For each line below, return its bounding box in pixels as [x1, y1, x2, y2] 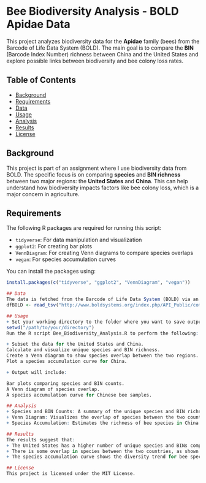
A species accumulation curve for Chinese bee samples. [6, 392, 152, 398]
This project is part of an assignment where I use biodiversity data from [6, 164, 187, 172]
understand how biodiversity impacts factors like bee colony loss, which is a [6, 184, 199, 191]
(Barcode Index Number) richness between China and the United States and [6, 50, 199, 58]
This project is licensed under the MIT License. [6, 471, 136, 477]
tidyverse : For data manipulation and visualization [15, 236, 142, 243]
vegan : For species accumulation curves [15, 256, 116, 263]
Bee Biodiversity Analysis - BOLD [6, 4, 179, 18]
